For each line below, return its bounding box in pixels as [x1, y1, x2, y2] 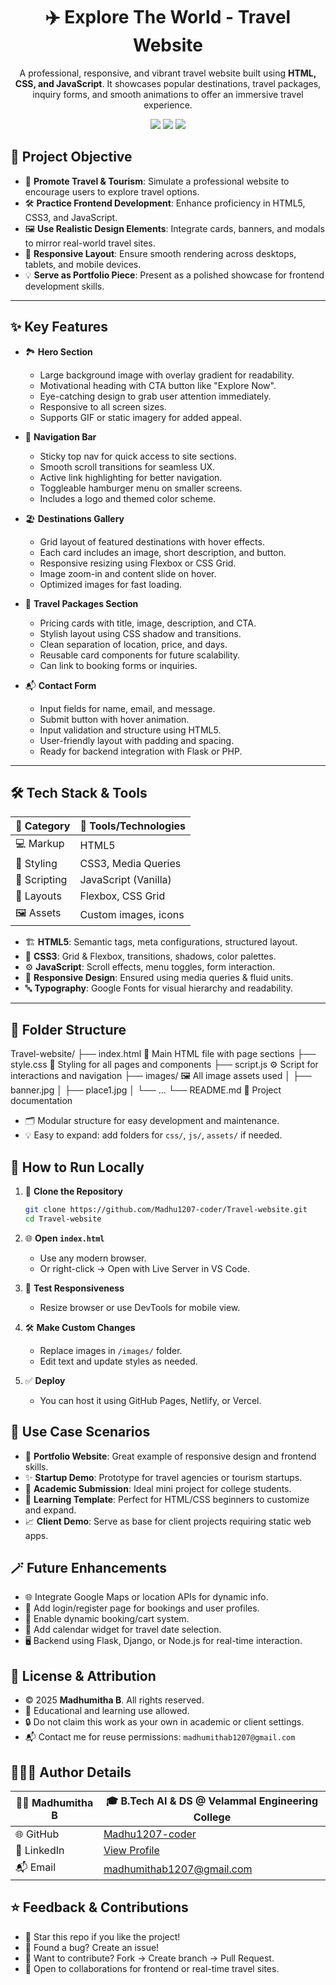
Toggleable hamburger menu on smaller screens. [39, 482, 243, 494]
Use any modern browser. [39, 1252, 147, 1264]
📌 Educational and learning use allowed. [24, 1705, 190, 1717]
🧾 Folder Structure [10, 1021, 127, 1038]
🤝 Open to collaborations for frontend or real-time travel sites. [24, 1962, 280, 1974]
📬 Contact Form [24, 679, 97, 691]
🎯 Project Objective [10, 149, 133, 166]
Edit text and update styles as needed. [39, 1355, 198, 1367]
